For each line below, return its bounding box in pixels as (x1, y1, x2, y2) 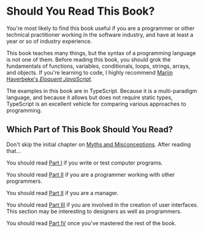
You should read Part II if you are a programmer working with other (6, 171, 175, 178)
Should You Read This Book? (6, 4, 155, 18)
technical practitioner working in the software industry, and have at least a (6, 31, 194, 38)
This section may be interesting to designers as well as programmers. (6, 207, 182, 215)
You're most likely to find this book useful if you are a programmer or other (6, 24, 195, 32)
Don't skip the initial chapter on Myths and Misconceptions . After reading (6, 141, 191, 148)
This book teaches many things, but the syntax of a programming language (6, 49, 196, 56)
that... (6, 147, 21, 154)
